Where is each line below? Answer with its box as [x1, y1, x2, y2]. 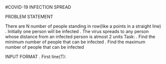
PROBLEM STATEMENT [5, 14, 54, 19]
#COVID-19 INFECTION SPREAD [5, 4, 71, 10]
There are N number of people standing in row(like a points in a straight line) [5, 23, 162, 29]
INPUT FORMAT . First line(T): [5, 54, 67, 60]
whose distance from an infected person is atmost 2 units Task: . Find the [5, 34, 156, 39]
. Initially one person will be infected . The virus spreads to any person [5, 29, 149, 34]
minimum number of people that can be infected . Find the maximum [5, 39, 146, 45]
